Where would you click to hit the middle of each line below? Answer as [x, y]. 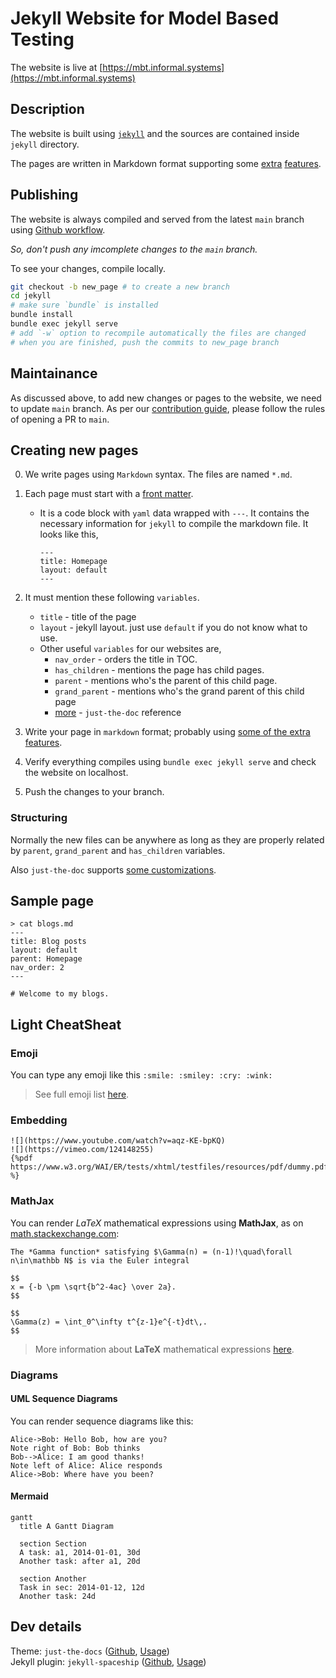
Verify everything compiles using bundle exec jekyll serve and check [170, 762]
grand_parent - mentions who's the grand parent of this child [179, 691]
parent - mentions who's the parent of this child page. [166, 681]
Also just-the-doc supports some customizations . [113, 869]
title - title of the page [88, 617]
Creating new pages [74, 450]
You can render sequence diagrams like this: [102, 1421]
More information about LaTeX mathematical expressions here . [164, 1349]
